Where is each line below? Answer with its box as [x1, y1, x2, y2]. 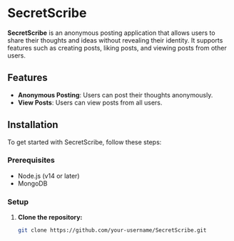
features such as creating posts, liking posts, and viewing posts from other [7, 43, 227, 52]
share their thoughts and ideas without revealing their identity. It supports [7, 36, 223, 44]
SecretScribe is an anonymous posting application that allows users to [7, 28, 215, 37]
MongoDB [17, 179, 48, 188]
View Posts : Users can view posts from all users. [17, 98, 163, 107]
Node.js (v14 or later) [17, 171, 80, 180]
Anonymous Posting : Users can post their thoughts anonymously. [17, 90, 213, 99]
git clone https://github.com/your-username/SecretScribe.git [17, 227, 207, 234]
